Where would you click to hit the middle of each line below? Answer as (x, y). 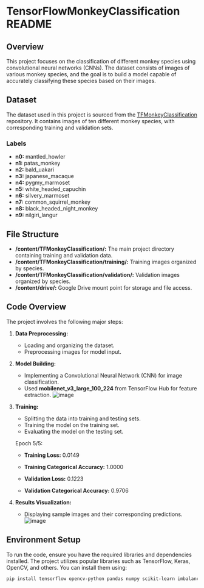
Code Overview (36, 307)
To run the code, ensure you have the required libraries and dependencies (99, 554)
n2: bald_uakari (35, 170)
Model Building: (36, 364)
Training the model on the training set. (72, 425)
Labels (16, 143)
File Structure (32, 234)
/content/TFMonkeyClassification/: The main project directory (95, 249)
